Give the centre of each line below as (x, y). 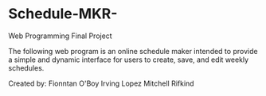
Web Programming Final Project (61, 36)
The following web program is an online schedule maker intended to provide (133, 51)
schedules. (26, 67)
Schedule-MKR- (63, 14)
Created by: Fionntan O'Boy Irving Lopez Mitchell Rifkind (101, 83)
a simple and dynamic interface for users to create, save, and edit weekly (129, 60)
